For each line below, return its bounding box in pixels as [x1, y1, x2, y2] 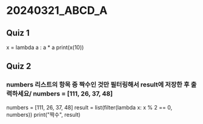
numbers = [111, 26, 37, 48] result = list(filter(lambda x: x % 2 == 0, [6, 103, 173, 111]
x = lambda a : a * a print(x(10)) [6, 44, 84, 51]
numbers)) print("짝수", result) [6, 111, 81, 118]
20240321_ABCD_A [6, 4, 108, 18]
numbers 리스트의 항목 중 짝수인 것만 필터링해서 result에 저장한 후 [6, 80, 190, 89]
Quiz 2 [6, 61, 32, 71]
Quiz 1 [6, 28, 30, 38]
